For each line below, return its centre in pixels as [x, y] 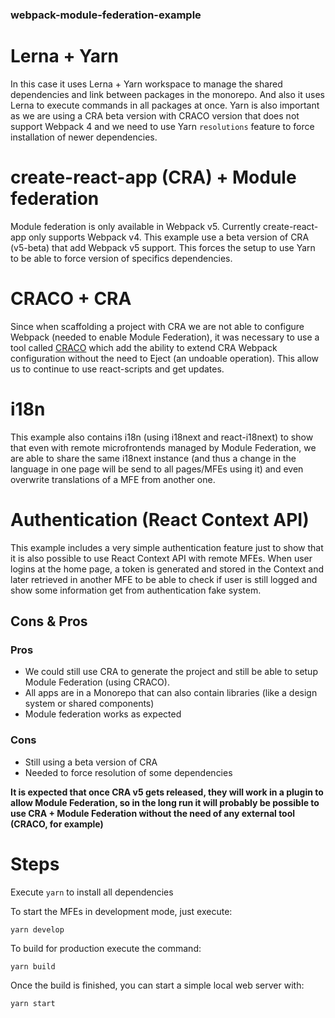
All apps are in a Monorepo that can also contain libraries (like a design [171, 693]
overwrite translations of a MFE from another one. [113, 479]
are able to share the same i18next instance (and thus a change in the [153, 458]
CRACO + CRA [71, 298]
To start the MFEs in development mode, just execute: [121, 911]
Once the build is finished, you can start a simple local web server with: [157, 985]
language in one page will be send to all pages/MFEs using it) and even [157, 469]
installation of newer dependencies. [84, 137]
